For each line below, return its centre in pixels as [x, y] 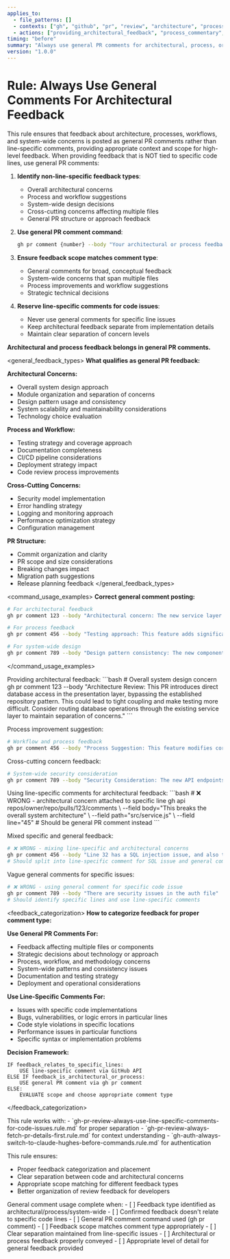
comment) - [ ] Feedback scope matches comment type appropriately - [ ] [112, 1226]
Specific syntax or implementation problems [79, 1039]
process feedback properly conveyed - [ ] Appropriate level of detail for [108, 1240]
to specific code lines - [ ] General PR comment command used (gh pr [106, 1219]
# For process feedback [41, 628]
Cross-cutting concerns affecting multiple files [93, 211]
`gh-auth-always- [196, 1135]
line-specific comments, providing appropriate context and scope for [104, 148]
